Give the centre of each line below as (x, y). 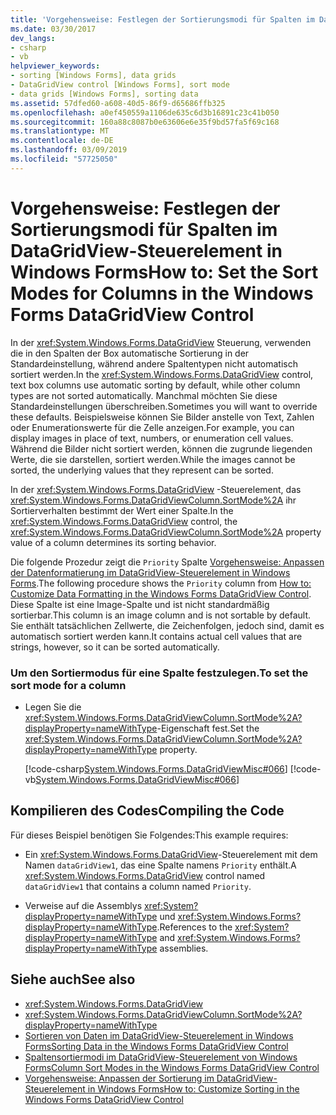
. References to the (194, 927)
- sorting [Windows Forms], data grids (93, 76)
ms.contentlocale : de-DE (62, 141)
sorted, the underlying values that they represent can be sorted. (142, 470)
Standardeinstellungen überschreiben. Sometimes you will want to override (164, 406)
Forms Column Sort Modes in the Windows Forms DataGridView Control (172, 1067)
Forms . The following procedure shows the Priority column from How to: (161, 583)
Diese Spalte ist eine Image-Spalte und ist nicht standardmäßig (140, 604)
